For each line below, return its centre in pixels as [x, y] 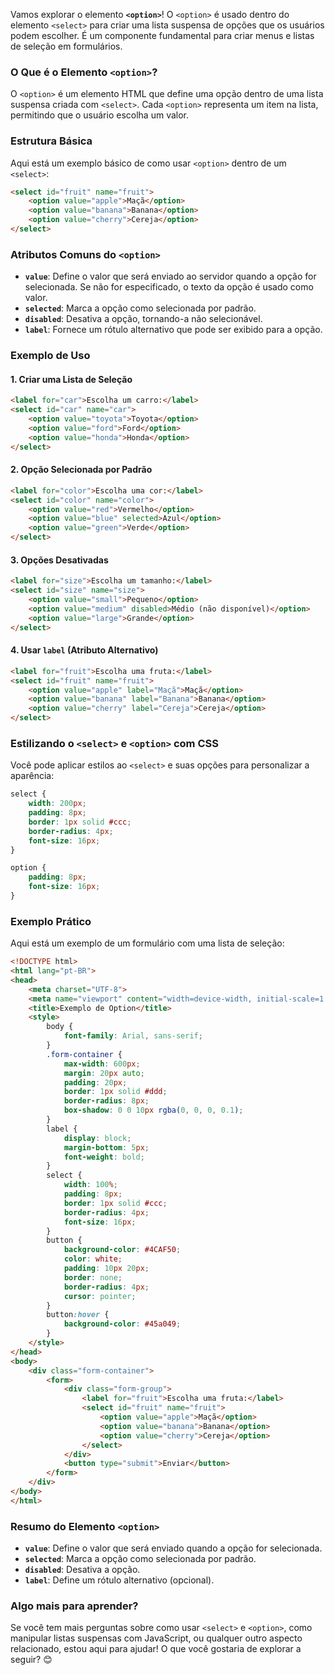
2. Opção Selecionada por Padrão [81, 470]
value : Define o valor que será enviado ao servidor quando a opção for [170, 276]
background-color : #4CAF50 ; [122, 1250]
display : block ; [97, 1138]
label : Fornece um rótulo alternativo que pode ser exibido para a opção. [173, 330]
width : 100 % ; [90, 1185]
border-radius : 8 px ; [106, 1101]
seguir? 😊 [31, 1660]
